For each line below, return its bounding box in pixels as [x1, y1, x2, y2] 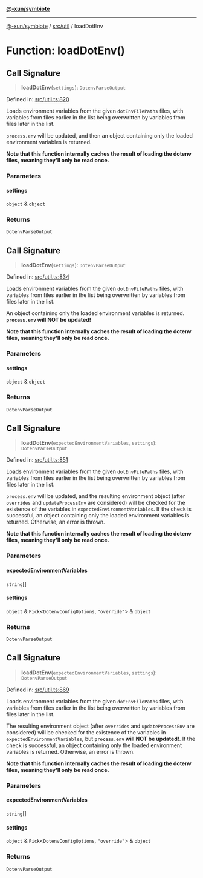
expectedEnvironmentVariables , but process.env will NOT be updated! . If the [6, 735, 195, 742]
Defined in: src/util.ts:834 [6, 273, 69, 281]
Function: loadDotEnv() [6, 44, 125, 58]
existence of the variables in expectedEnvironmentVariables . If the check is [6, 505, 192, 513]
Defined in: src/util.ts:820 [6, 96, 69, 102]
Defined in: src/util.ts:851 [6, 456, 68, 464]
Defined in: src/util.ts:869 [6, 686, 69, 693]
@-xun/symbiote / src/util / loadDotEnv [6, 22, 104, 30]
